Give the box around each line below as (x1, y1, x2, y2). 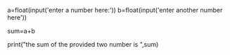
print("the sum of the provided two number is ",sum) (7, 40, 159, 48)
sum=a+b (7, 27, 35, 35)
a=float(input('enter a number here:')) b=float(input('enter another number (7, 6, 223, 14)
